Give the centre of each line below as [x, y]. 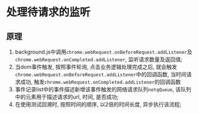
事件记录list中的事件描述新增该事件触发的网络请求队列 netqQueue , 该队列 [103, 89]
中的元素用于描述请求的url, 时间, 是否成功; [67, 97]
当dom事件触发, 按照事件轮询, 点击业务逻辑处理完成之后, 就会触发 [96, 67]
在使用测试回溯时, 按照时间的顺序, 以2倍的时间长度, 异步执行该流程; [98, 104]
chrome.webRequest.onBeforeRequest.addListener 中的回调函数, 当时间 [100, 74]
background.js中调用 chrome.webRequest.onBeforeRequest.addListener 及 [103, 52]
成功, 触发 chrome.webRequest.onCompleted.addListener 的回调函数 [100, 82]
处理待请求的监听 [49, 12]
